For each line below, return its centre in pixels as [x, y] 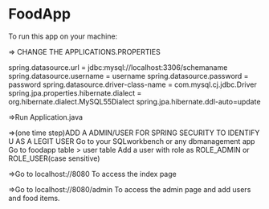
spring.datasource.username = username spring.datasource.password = [128, 76]
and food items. [34, 198]
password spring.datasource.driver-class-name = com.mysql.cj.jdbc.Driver [132, 84]
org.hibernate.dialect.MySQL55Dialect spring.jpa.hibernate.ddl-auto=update [134, 101]
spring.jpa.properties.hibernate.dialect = [75, 92]
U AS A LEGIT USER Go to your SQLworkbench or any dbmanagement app [132, 141]
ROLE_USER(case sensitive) [54, 158]
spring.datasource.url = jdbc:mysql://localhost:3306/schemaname [118, 67]
